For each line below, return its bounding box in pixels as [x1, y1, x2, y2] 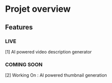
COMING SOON [5, 61, 43, 68]
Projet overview [5, 3, 71, 15]
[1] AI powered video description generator [5, 49, 92, 55]
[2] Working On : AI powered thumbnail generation [5, 72, 107, 78]
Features [5, 23, 33, 31]
